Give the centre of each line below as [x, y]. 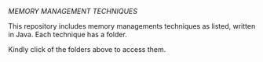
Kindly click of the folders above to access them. [87, 49]
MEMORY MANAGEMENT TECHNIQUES [73, 11]
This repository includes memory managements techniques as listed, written [132, 26]
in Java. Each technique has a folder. [68, 34]
